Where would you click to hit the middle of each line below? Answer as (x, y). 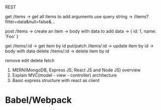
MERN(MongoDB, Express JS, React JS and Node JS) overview (76, 70)
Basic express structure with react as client (56, 80)
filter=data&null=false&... (30, 22)
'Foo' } (12, 36)
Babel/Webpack (39, 100)
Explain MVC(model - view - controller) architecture (64, 75)
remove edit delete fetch (30, 60)
